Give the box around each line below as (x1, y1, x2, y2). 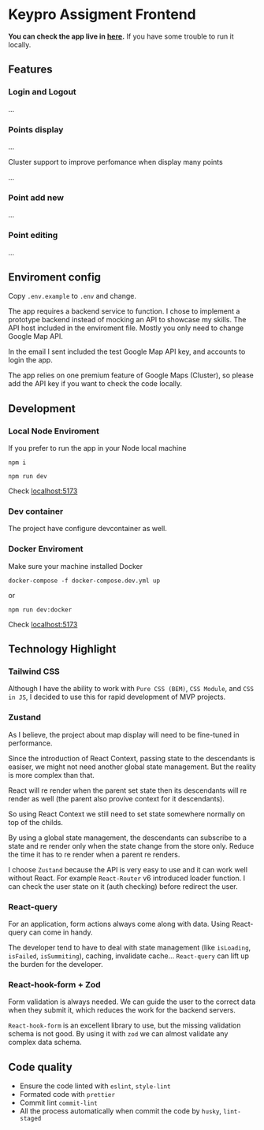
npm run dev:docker (8, 605, 73, 614)
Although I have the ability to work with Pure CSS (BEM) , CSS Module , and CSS (8, 684, 255, 693)
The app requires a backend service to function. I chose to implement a (8, 307, 240, 316)
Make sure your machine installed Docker (8, 561, 143, 571)
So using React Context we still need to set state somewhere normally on (8, 809, 246, 819)
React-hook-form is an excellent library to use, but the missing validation (8, 1020, 241, 1030)
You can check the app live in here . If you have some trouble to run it (8, 32, 234, 41)
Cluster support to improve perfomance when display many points (8, 157, 223, 166)
